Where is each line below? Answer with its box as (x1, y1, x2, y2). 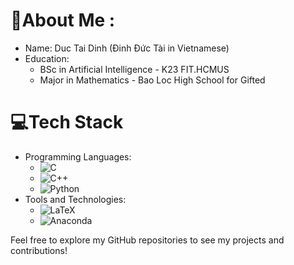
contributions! (10, 244, 68, 256)
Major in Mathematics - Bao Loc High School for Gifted (39, 74, 266, 86)
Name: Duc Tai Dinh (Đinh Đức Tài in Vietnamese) (24, 42, 230, 54)
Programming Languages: (24, 150, 132, 163)
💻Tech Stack (10, 111, 124, 134)
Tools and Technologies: (24, 193, 127, 205)
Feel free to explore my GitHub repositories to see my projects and (10, 234, 285, 246)
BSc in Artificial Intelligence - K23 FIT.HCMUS (39, 63, 230, 75)
